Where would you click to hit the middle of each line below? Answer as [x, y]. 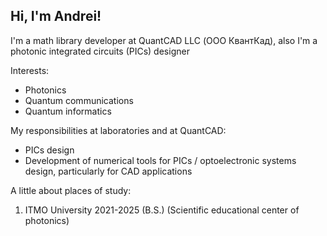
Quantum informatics [68, 111]
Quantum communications [79, 100]
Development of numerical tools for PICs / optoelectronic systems [160, 160]
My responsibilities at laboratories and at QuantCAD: [118, 130]
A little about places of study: [71, 190]
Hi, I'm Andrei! [56, 16]
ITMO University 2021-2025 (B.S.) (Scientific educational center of [162, 210]
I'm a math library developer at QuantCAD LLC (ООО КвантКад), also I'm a [164, 40]
